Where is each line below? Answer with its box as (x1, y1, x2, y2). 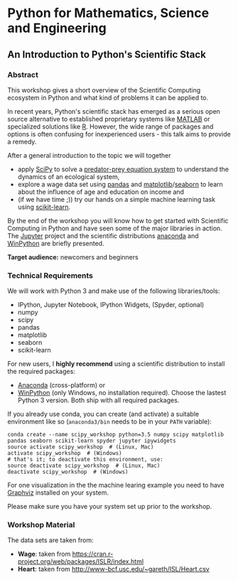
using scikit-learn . (17, 203, 71, 211)
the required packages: (7, 367, 76, 376)
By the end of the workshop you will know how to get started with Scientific (7, 216, 229, 225)
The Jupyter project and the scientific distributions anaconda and (7, 231, 199, 240)
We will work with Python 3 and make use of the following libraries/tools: (7, 286, 220, 296)
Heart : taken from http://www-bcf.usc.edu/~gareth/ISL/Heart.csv (17, 565, 210, 574)
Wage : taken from (17, 549, 71, 559)
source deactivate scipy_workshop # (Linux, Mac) (7, 462, 161, 470)
